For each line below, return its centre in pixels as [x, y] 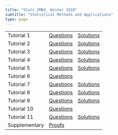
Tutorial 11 [21, 117]
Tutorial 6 [19, 76]
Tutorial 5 [19, 68]
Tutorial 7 [19, 84]
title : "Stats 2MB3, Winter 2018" [41, 10]
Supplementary [26, 125]
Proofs [56, 125]
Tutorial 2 [19, 44]
